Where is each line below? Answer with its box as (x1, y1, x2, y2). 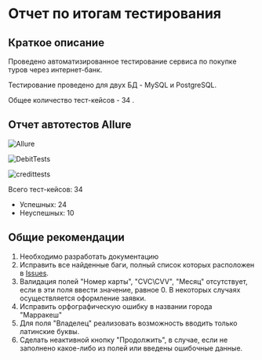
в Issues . (19, 268, 49, 278)
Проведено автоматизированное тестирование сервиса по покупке (8, 56, 237, 66)
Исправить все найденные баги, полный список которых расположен (19, 260, 255, 269)
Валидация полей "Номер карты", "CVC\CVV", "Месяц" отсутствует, (19, 276, 249, 286)
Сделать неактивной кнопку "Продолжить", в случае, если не (19, 335, 228, 344)
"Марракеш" (19, 310, 63, 319)
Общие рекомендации (8, 231, 126, 244)
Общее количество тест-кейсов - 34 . (8, 96, 135, 104)
